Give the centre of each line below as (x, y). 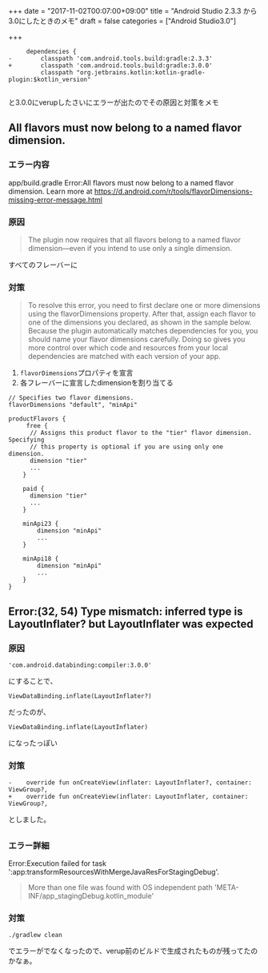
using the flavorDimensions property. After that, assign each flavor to (142, 314)
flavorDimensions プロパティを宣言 (76, 373)
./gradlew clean (35, 935)
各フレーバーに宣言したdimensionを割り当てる (96, 383)
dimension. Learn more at (51, 191)
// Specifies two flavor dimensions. (71, 398)
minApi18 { (41, 559)
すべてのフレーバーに (43, 265)
